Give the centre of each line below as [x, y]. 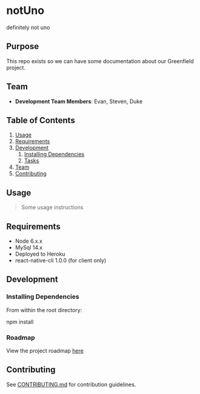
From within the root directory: [44, 310]
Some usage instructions [52, 208]
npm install [20, 322]
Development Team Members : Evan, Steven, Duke [79, 101]
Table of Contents [41, 120]
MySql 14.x [29, 247]
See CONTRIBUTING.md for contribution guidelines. [71, 384]
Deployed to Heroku [40, 254]
